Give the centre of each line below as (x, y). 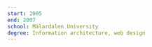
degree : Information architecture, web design (76, 33)
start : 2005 (25, 13)
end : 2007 (22, 20)
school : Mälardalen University (53, 26)
